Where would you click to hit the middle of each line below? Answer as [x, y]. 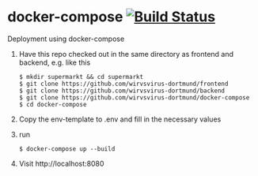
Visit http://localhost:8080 [61, 163]
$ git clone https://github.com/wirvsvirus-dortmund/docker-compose [134, 97]
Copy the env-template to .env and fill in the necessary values [120, 119]
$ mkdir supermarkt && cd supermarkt [81, 77]
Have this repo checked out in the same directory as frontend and [126, 54]
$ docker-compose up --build [67, 149]
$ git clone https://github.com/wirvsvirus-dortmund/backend [122, 91]
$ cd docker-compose [53, 104]
